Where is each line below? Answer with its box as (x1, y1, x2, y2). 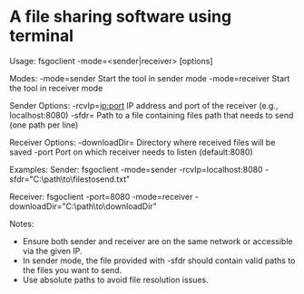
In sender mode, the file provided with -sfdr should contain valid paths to (22, 255, 296, 266)
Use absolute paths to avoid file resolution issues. (22, 274, 209, 285)
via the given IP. (22, 245, 83, 256)
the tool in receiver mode (9, 82, 103, 93)
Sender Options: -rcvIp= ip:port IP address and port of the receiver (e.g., (9, 100, 279, 110)
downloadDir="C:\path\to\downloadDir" (9, 201, 157, 212)
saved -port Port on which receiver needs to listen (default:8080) (9, 147, 254, 157)
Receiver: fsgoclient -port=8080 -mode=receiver (9, 191, 193, 202)
